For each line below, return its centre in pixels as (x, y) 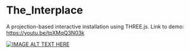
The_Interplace (45, 10)
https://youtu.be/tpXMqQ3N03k (45, 32)
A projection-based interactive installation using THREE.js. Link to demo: (95, 26)
